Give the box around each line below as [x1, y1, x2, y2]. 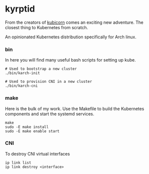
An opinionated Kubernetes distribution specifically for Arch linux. [5, 34, 137, 40]
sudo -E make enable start [5, 128, 60, 134]
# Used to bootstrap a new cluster [5, 66, 77, 71]
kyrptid [5, 3, 35, 15]
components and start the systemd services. [5, 111, 95, 117]
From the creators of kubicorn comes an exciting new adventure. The [5, 19, 144, 25]
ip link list [5, 160, 32, 165]
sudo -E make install [5, 125, 49, 129]
